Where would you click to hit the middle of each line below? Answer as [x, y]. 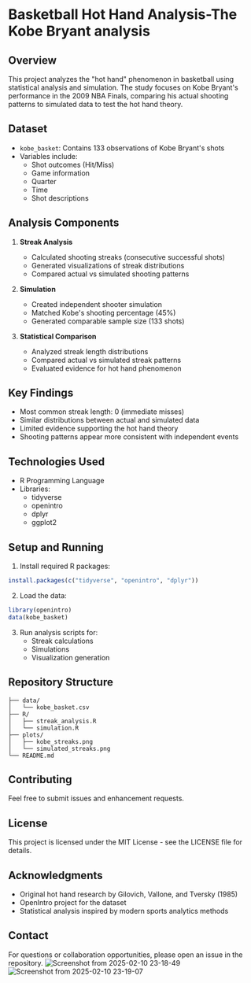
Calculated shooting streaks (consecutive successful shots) [128, 257]
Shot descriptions [60, 198]
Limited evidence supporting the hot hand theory [99, 429]
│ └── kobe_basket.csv [49, 707]
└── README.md [31, 756]
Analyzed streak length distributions [90, 351]
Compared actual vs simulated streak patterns [106, 360]
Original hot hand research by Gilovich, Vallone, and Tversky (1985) [129, 894]
